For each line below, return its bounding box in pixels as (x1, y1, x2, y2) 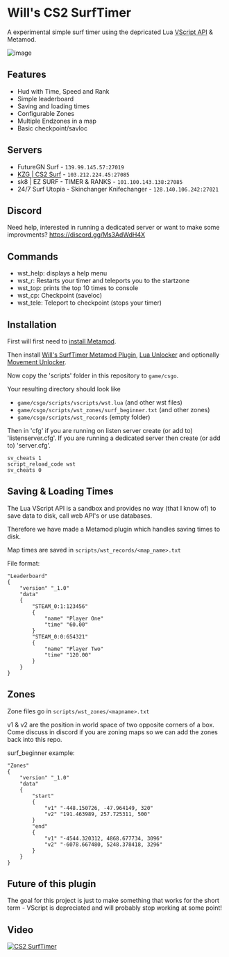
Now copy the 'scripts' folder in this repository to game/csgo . (7, 371, 179, 380)
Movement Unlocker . (7, 358, 67, 366)
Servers (7, 144, 43, 156)
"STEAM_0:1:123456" (32, 602, 89, 610)
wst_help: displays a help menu (17, 269, 108, 278)
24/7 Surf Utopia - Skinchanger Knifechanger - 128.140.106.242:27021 (17, 185, 219, 193)
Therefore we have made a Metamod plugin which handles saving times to (7, 525, 221, 533)
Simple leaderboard (17, 94, 74, 103)
